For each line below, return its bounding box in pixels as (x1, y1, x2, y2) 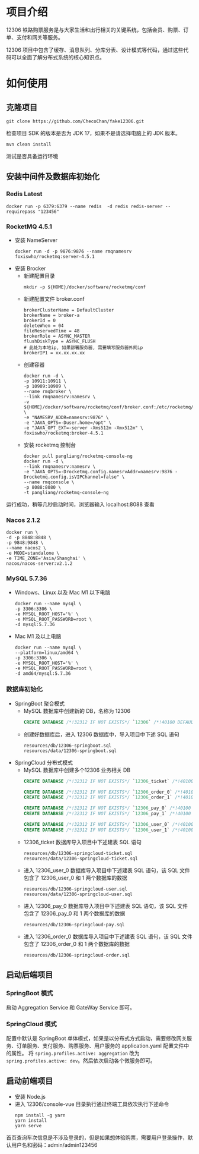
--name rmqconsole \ (23, 479, 75, 485)
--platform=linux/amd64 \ (14, 649, 79, 656)
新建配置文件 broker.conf (23, 295, 85, 302)
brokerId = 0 (23, 317, 56, 323)
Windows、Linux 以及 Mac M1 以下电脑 (14, 589, 111, 596)
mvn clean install (6, 141, 52, 147)
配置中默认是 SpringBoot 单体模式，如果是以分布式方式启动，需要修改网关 (6, 1034, 187, 1042)
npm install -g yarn (14, 1112, 66, 1118)
